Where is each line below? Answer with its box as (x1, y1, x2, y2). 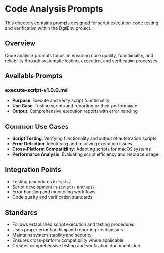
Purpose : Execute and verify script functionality (12, 97, 110, 104)
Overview (5, 39, 36, 48)
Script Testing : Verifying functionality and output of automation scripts (12, 135, 157, 141)
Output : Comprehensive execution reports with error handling (12, 108, 138, 114)
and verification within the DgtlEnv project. (5, 25, 92, 31)
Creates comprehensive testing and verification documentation (12, 242, 140, 248)
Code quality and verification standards (12, 194, 93, 200)
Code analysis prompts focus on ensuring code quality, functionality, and (5, 52, 154, 58)
